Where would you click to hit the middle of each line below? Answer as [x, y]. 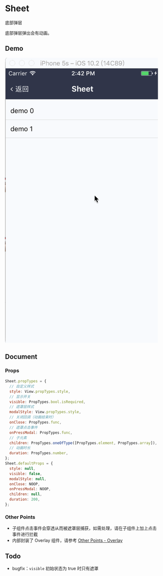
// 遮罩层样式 [22, 407]
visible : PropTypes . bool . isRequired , [48, 402]
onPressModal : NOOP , [30, 489]
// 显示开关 [20, 397]
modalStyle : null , [28, 479]
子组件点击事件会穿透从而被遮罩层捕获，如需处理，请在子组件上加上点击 [84, 528]
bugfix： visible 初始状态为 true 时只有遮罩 [55, 569]
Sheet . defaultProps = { [29, 463]
